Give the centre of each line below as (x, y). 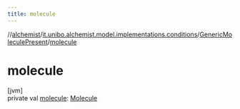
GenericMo (216, 34)
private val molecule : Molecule (52, 98)
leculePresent (27, 42)
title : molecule (31, 14)
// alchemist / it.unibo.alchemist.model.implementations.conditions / (104, 34)
